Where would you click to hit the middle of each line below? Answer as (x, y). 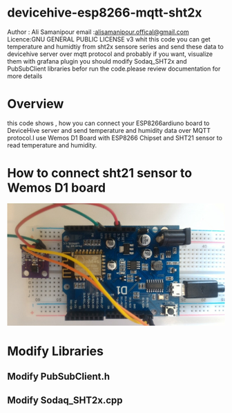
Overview (36, 104)
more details (25, 76)
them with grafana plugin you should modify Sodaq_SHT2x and (97, 61)
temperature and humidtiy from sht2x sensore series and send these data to (116, 46)
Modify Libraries (55, 351)
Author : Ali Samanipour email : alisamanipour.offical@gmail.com (98, 32)
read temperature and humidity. (52, 145)
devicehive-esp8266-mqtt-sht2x (105, 13)
